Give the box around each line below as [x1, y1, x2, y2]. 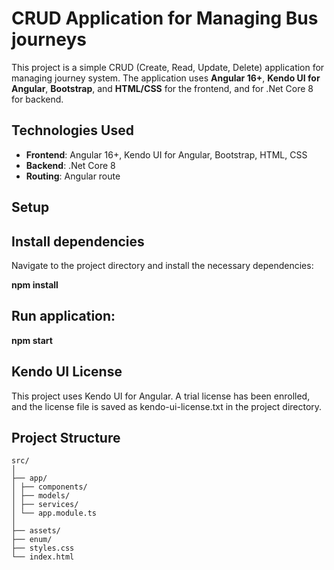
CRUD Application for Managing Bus [11, 7, 319, 30]
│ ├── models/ [11, 491, 71, 501]
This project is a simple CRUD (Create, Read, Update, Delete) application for [11, 61, 325, 73]
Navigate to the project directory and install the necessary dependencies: [11, 259, 314, 271]
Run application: [11, 308, 116, 325]
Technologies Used [11, 122, 134, 139]
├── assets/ [11, 526, 61, 536]
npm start [11, 334, 53, 346]
